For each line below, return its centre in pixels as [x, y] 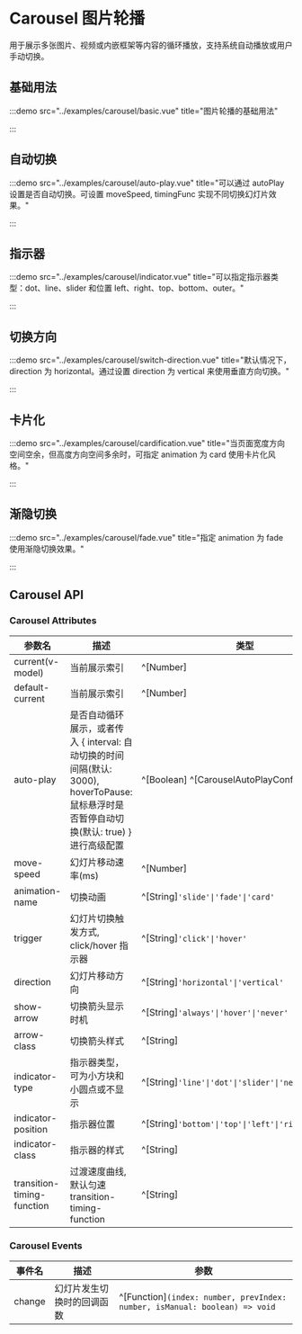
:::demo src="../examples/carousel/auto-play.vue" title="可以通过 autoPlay [147, 183]
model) [29, 673]
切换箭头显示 [97, 1006]
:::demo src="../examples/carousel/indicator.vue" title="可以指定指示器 [140, 277]
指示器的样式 [97, 1150]
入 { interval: [95, 741]
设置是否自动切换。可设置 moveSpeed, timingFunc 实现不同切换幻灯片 [139, 193]
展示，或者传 [97, 728]
